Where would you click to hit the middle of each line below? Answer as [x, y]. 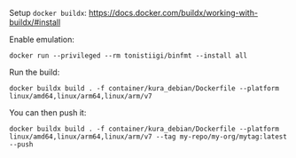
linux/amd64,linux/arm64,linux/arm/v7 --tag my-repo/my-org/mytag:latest [148, 137]
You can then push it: [48, 113]
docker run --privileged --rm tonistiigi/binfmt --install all [129, 56]
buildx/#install [35, 22]
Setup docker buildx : [48, 13]
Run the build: [35, 72]
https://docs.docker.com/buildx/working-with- [173, 13]
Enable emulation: [42, 39]
